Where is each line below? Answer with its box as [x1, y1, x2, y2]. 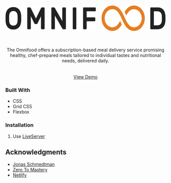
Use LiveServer [12, 133, 45, 139]
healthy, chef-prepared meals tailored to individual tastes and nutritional [10, 52, 161, 58]
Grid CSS [12, 104, 32, 110]
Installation [5, 121, 34, 129]
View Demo [73, 74, 98, 80]
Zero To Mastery [12, 167, 48, 173]
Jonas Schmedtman [12, 161, 55, 167]
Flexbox [12, 109, 30, 115]
